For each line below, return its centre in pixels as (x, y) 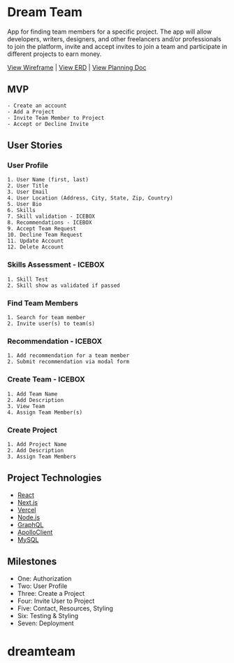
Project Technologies (54, 478)
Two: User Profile (42, 586)
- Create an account (37, 106)
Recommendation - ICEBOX (55, 341)
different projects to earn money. (54, 54)
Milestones (32, 562)
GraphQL (30, 524)
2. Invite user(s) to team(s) (51, 324)
